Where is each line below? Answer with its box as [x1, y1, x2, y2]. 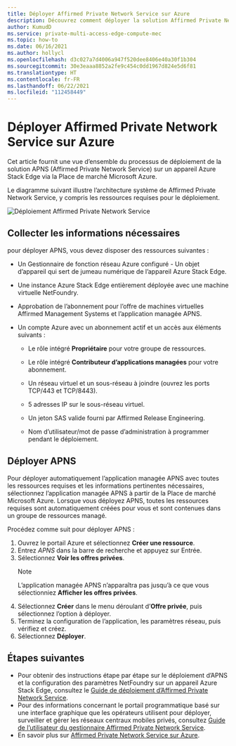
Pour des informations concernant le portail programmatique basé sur [17, 701, 220, 709]
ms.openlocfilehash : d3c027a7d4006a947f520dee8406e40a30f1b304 [7, 56, 197, 63]
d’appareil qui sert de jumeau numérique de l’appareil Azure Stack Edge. [17, 267, 227, 275]
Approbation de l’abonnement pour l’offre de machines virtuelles [17, 302, 204, 310]
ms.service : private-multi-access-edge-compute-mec [7, 30, 162, 37]
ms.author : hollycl [7, 50, 65, 57]
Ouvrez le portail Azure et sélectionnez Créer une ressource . [17, 538, 195, 547]
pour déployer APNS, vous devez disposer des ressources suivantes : [7, 246, 209, 254]
